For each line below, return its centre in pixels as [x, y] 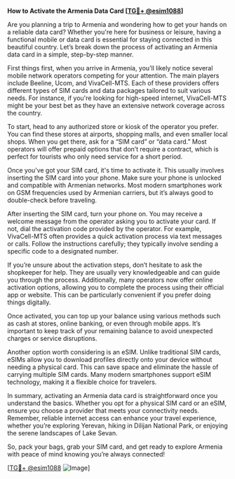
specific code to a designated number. [63, 251]
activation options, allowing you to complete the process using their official [116, 287]
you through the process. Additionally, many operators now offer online [110, 280]
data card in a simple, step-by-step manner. [70, 54]
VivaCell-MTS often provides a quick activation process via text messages [115, 236]
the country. [25, 113]
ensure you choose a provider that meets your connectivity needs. [103, 411]
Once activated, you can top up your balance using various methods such [114, 316]
